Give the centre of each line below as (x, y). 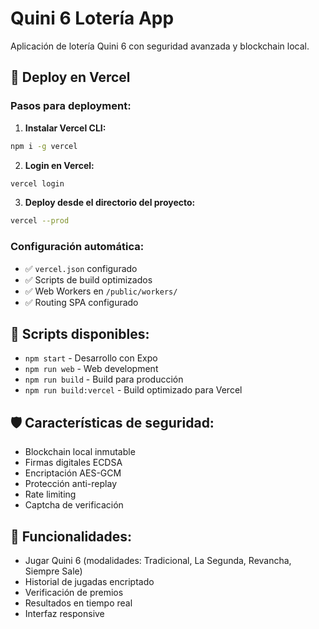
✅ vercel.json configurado (81, 268)
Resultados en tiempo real (78, 603)
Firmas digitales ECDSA (73, 463)
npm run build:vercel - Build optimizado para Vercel (133, 390)
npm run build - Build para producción (104, 379)
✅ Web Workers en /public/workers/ (101, 291)
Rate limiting (50, 494)
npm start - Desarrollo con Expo (91, 358)
